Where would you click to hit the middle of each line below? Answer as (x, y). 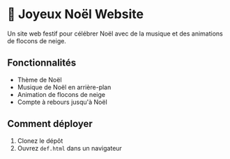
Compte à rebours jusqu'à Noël (62, 102)
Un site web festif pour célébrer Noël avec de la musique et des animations (115, 33)
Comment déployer (50, 124)
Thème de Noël (39, 79)
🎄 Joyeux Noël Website (76, 14)
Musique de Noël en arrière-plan (64, 87)
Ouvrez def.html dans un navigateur (69, 148)
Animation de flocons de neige (61, 94)
